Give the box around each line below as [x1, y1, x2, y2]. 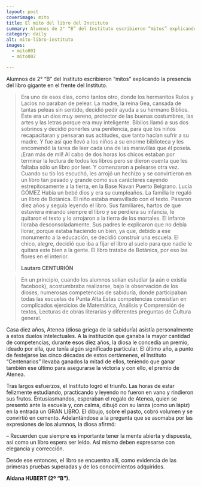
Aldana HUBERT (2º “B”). [6, 474, 71, 482]
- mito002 [11, 53, 36, 59]
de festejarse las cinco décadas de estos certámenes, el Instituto [6, 351, 167, 358]
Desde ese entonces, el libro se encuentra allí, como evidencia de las [6, 456, 177, 464]
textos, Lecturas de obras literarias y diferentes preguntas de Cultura [20, 307, 191, 315]
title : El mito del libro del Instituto [6, 20, 109, 26]
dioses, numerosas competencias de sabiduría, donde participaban [20, 289, 187, 296]
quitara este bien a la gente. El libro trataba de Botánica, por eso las [20, 246, 188, 253]
